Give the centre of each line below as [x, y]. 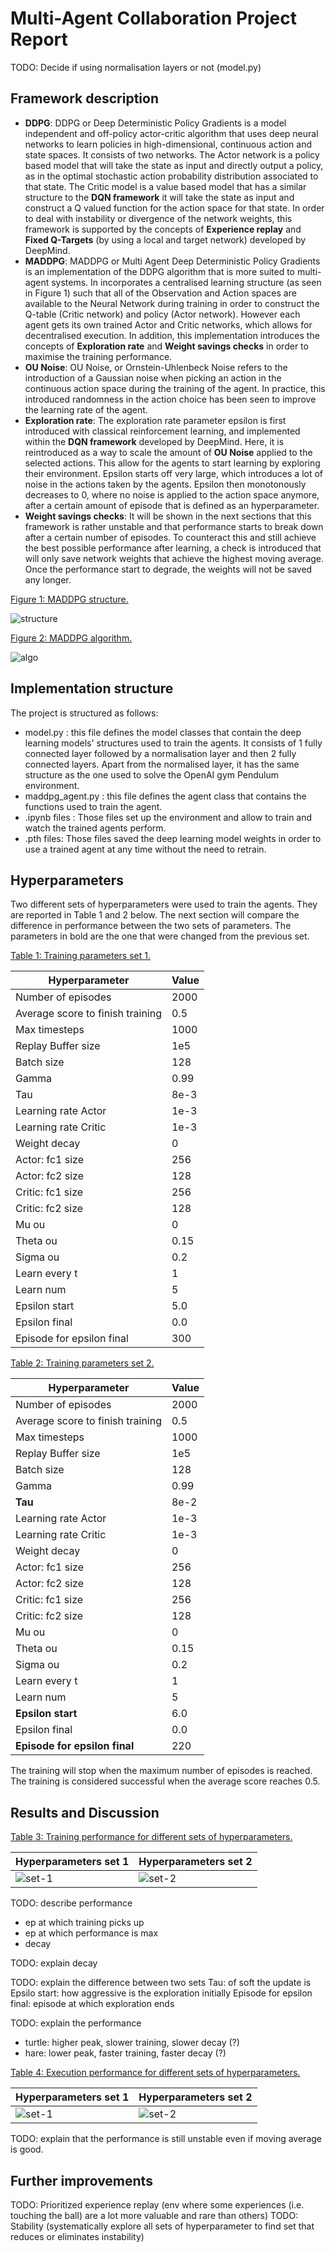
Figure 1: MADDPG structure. [69, 599]
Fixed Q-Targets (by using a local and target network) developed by [165, 239]
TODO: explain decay [54, 1963]
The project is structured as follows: [84, 713]
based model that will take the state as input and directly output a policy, [174, 165]
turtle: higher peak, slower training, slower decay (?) [132, 2043]
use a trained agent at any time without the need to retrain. [145, 849]
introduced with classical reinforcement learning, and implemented [162, 431]
